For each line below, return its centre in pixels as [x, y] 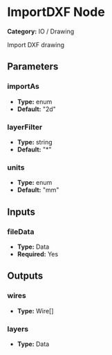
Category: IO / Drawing [41, 31]
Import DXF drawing [36, 44]
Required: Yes [38, 254]
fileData [21, 231]
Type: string [35, 142]
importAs [23, 86]
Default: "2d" [37, 109]
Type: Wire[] [35, 311]
